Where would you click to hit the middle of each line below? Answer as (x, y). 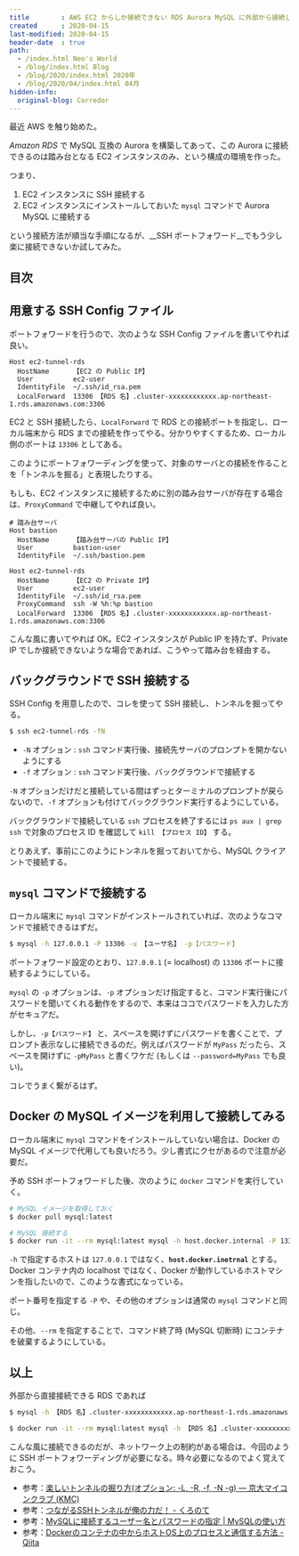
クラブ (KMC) (55, 1499)
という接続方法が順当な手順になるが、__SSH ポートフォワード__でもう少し (146, 236)
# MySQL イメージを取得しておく (61, 1208)
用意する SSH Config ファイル (92, 311)
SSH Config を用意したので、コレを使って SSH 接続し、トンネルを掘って (142, 703)
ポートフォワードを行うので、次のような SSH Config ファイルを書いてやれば (149, 334)
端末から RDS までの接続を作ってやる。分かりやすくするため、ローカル (155, 433)
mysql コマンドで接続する (78, 892)
